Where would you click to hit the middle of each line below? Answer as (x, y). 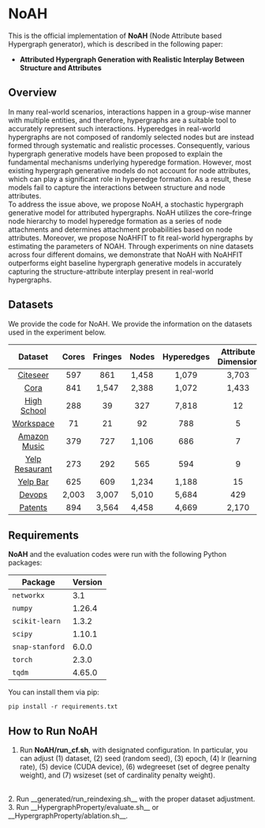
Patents (34, 507)
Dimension (238, 361)
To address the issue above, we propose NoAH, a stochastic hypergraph (126, 204)
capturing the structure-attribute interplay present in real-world (111, 271)
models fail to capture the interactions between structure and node (117, 187)
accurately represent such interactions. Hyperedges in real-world (114, 128)
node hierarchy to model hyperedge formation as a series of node (115, 221)
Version (87, 582)
